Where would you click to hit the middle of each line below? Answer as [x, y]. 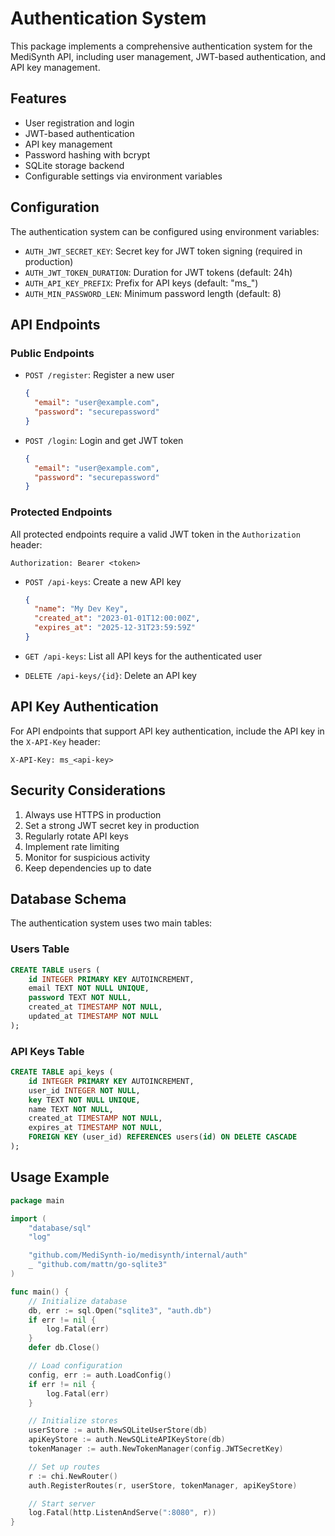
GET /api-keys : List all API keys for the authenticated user [143, 656]
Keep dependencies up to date [88, 868]
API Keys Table [47, 1051]
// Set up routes [64, 1467]
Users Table [40, 949]
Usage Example [60, 1177]
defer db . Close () [64, 1348]
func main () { [40, 1292]
